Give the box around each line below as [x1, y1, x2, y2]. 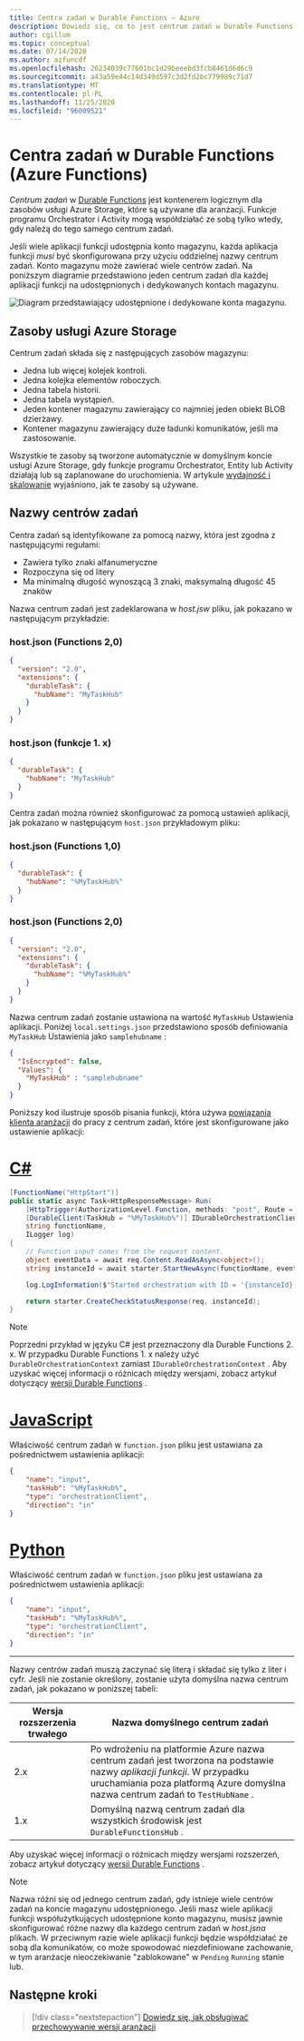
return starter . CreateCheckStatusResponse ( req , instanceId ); [25, 1297, 261, 1306]
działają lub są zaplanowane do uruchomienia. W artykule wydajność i [9, 469, 271, 480]
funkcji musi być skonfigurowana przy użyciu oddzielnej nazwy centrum [9, 250, 279, 261]
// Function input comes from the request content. [25, 1247, 224, 1257]
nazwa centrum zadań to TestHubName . [90, 1788, 254, 1801]
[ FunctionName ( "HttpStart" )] [9, 1188, 119, 1197]
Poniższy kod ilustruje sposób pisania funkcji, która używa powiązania [9, 1107, 271, 1117]
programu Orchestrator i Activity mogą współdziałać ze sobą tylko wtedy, [9, 214, 283, 225]
